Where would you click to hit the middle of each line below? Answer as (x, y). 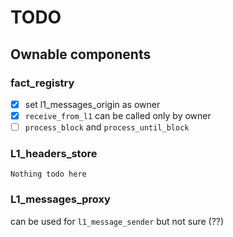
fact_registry (42, 83)
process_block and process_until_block (107, 127)
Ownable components (81, 54)
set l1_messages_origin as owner (92, 104)
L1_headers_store (54, 153)
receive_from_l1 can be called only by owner (118, 115)
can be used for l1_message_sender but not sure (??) (117, 221)
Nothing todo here (48, 174)
